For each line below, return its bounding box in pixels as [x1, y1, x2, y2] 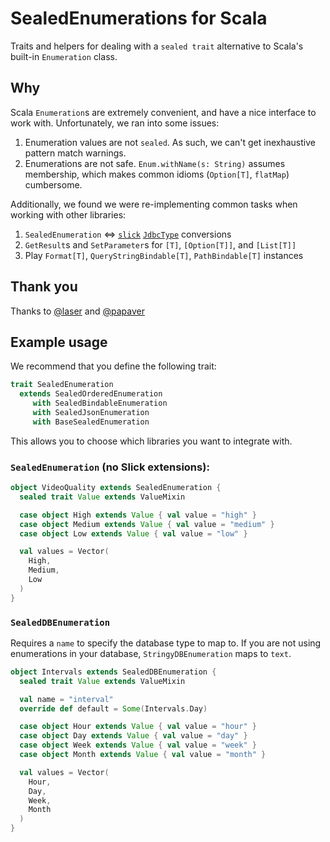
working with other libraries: [10, 208, 127, 221]
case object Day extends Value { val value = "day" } [19, 731, 248, 741]
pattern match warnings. [24, 147, 127, 159]
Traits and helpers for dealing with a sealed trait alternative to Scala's [10, 40, 304, 52]
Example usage [10, 333, 108, 351]
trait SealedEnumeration [10, 380, 114, 390]
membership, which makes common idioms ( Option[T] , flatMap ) [24, 168, 290, 180]
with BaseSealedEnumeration [32, 417, 150, 427]
